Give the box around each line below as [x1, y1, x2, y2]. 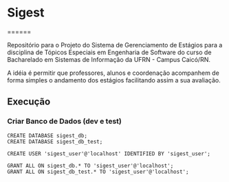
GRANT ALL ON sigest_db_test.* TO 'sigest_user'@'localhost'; [7, 168, 189, 175]
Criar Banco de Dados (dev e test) [7, 117, 122, 126]
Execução [7, 96, 51, 108]
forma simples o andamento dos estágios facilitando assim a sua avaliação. [7, 76, 221, 84]
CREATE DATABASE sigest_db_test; [7, 138, 103, 145]
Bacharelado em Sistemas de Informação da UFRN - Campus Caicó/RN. [7, 55, 211, 63]
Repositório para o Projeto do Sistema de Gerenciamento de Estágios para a [7, 41, 223, 49]
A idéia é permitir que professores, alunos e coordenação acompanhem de [7, 69, 220, 77]
